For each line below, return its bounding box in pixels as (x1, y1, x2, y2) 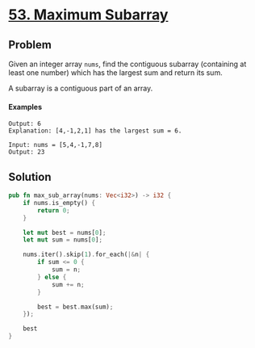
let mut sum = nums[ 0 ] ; (23, 236, 103, 244)
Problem (8, 38, 52, 52)
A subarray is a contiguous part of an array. (8, 83, 153, 93)
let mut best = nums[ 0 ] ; (23, 229, 107, 237)
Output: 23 (8, 148, 45, 157)
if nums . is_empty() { (23, 199, 95, 207)
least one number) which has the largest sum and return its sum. (8, 68, 224, 78)
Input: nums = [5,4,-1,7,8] (8, 141, 103, 149)
